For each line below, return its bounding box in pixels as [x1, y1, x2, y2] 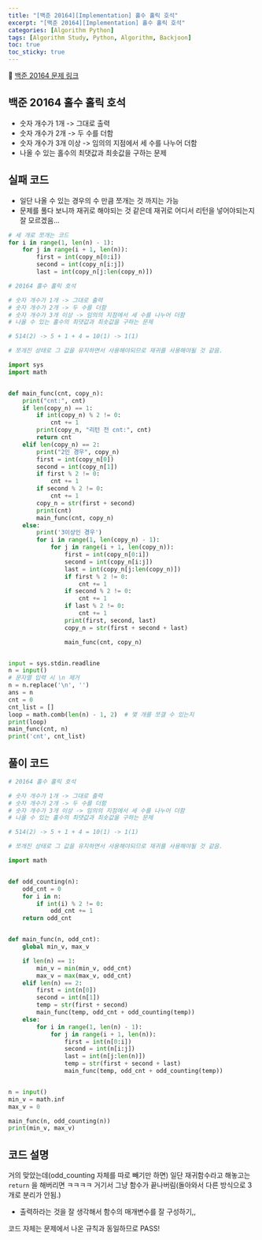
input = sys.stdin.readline [8, 659, 101, 667]
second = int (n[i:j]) [64, 1045, 135, 1053]
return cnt [36, 434, 72, 441]
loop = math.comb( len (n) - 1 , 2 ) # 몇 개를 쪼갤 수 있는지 [8, 710, 194, 718]
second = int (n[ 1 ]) [36, 994, 101, 1002]
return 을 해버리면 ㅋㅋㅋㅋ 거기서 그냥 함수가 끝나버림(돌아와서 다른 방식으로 [8, 1180, 246, 1190]
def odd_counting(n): [8, 877, 79, 885]
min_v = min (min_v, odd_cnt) [36, 964, 132, 972]
